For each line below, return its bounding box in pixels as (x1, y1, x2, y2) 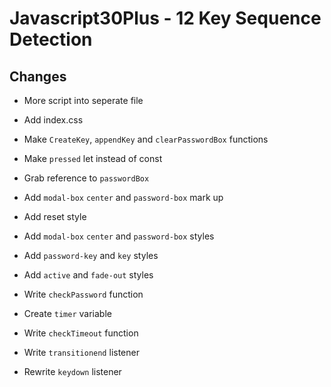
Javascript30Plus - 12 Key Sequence (9, 7, 322, 30)
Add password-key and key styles (23, 250, 159, 261)
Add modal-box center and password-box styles (23, 230, 215, 242)
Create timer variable (23, 308, 112, 319)
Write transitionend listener (23, 347, 140, 358)
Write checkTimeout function (23, 327, 139, 339)
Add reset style (23, 211, 87, 222)
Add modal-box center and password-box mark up (23, 192, 224, 203)
